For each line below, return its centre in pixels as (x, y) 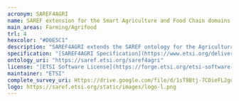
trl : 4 (17, 34)
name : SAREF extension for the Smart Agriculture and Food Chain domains (119, 21)
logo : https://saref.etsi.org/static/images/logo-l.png (92, 87)
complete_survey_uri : (39, 80)
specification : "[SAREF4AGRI (51, 54)
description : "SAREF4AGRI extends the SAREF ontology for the (101, 47)
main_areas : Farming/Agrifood (52, 27)
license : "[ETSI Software (46, 67)
